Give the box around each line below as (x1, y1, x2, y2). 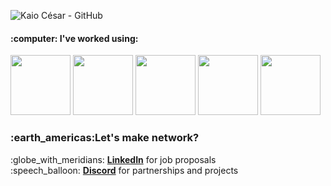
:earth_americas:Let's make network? (10, 131, 200, 145)
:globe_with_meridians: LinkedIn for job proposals (10, 153, 217, 165)
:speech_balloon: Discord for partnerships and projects (10, 164, 239, 176)
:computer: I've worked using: (10, 32, 139, 44)
